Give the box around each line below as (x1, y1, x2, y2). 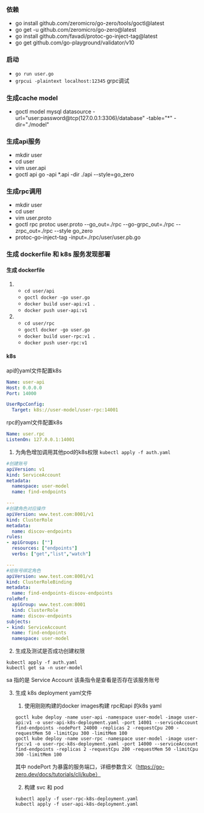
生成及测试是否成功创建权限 (15, 647, 85, 655)
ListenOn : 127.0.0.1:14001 (6, 437, 75, 443)
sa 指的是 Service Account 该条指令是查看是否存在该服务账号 (6, 676, 160, 684)
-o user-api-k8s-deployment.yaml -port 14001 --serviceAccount (34, 720, 199, 726)
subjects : (6, 619, 32, 625)
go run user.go (15, 71, 54, 77)
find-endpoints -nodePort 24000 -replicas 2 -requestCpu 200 (15, 725, 174, 731)
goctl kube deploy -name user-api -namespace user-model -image (15, 714, 182, 720)
